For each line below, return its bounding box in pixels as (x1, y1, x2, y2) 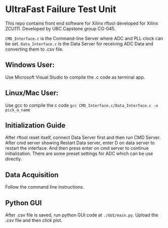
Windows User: (5, 61, 55, 69)
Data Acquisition (5, 170, 59, 179)
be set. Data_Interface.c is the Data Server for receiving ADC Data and (5, 40, 154, 46)
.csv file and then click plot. (5, 217, 63, 223)
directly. (5, 156, 22, 162)
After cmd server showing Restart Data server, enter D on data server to (5, 140, 155, 146)
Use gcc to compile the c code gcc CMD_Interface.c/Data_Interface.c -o (5, 102, 158, 108)
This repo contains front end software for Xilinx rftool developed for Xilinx (5, 20, 158, 26)
